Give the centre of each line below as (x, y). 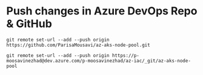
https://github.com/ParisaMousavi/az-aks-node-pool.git (78, 45)
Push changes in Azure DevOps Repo (102, 11)
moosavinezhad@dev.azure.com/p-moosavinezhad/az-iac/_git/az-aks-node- (98, 61)
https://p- (125, 55)
